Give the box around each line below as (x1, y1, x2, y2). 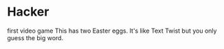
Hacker (7, 4, 49, 20)
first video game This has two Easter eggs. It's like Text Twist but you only (7, 27, 217, 35)
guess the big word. (7, 33, 64, 42)
